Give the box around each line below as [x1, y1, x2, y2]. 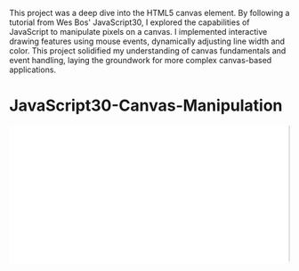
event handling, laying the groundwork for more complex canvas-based [9, 55, 272, 65]
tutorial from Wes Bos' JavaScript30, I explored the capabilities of [9, 17, 251, 28]
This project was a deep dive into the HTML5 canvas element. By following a [9, 8, 290, 18]
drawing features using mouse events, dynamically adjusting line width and [9, 36, 286, 46]
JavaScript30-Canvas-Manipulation [9, 95, 283, 116]
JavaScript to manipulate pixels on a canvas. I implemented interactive [9, 27, 268, 37]
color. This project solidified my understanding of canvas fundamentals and [9, 45, 287, 56]
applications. [9, 64, 56, 75]
